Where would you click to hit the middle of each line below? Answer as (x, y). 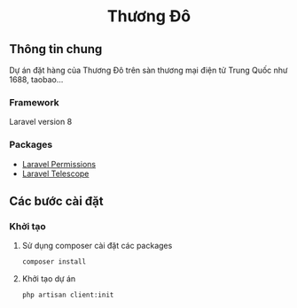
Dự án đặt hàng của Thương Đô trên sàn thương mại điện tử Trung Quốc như (148, 70)
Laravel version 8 (41, 122)
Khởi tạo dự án (49, 279)
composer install (54, 262)
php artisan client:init (68, 295)
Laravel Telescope (55, 173)
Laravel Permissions (59, 164)
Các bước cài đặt (56, 201)
